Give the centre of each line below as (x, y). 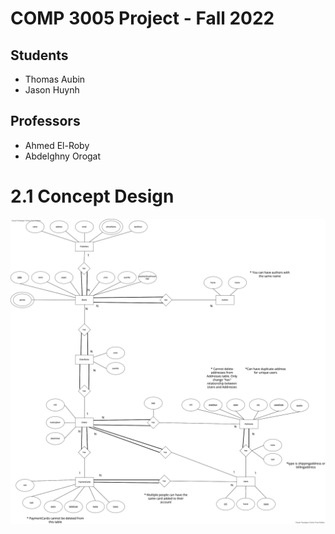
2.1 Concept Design (92, 196)
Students (39, 55)
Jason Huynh (52, 90)
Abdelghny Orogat (63, 156)
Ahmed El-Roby (57, 145)
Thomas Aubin (55, 79)
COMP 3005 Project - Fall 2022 (142, 18)
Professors (45, 121)
